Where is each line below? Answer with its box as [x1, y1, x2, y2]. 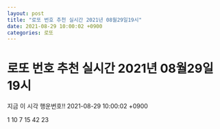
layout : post [7, 10, 45, 17]
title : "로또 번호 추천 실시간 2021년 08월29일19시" [7, 16, 143, 23]
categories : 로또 [7, 29, 53, 36]
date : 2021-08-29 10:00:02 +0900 [7, 23, 103, 30]
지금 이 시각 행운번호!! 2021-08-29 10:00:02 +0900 [7, 102, 149, 110]
